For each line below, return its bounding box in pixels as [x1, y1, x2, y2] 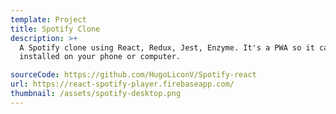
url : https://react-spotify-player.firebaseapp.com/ [10, 79, 235, 90]
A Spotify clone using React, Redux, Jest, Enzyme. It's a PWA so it [19, 42, 315, 53]
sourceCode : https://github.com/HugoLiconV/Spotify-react [10, 70, 257, 80]
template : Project [10, 14, 87, 25]
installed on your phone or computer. [19, 52, 182, 62]
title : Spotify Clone [10, 24, 101, 34]
